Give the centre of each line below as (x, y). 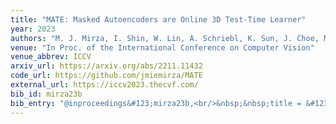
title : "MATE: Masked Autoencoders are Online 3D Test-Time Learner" (158, 19)
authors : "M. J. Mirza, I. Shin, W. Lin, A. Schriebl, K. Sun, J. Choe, (165, 38)
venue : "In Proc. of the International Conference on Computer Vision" (162, 47)
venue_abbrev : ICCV (51, 57)
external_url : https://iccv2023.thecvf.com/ (104, 85)
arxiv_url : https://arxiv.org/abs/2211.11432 (106, 66)
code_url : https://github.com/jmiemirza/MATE (106, 76)
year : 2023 (33, 29)
